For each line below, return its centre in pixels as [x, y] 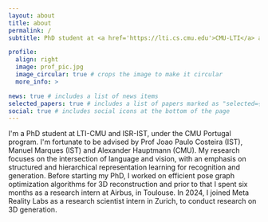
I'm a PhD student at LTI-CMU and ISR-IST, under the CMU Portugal [120, 134]
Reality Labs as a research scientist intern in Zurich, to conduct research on [132, 201]
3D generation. [33, 210]
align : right [37, 60]
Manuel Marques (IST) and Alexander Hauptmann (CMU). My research [124, 150]
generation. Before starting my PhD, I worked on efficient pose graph [122, 176]
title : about [30, 23]
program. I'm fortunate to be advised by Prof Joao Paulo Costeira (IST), [126, 142]
